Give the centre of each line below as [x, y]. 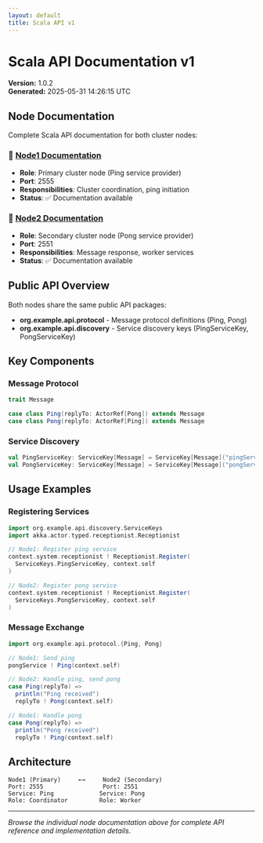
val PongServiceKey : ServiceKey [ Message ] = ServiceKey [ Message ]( [117, 465]
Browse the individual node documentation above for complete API [116, 823]
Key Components [51, 361]
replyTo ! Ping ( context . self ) [64, 737]
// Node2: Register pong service [63, 586]
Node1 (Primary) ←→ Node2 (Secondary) [85, 780]
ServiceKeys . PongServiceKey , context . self [85, 600]
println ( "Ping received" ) [58, 694]
